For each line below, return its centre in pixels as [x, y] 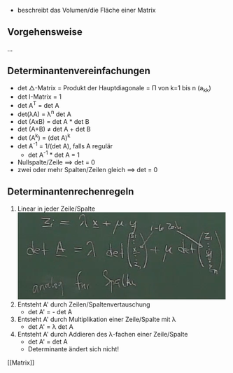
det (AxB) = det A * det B [53, 121]
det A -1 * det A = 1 [54, 154]
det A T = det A [38, 105]
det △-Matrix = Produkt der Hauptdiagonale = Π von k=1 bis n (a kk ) [114, 89]
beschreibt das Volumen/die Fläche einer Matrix [86, 10]
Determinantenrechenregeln [71, 192]
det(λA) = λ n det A [44, 113]
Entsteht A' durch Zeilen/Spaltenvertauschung [84, 304]
